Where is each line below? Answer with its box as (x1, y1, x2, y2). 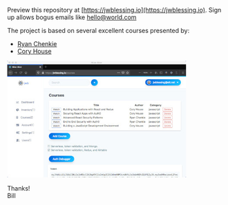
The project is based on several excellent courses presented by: (7, 27, 190, 34)
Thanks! (7, 184, 30, 192)
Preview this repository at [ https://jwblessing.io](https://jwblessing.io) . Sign (7, 6, 222, 14)
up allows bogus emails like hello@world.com (7, 13, 137, 21)
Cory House (17, 47, 52, 55)
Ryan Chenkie (17, 40, 57, 47)
